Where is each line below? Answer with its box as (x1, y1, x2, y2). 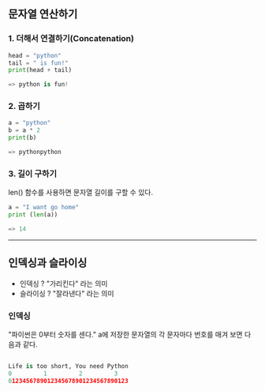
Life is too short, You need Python (8, 363, 129, 370)
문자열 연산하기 (8, 7, 78, 21)
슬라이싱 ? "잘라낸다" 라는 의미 (19, 288, 114, 298)
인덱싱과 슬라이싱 (8, 256, 88, 270)
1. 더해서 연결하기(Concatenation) (8, 33, 134, 44)
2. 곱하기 (8, 101, 41, 112)
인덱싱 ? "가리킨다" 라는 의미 (19, 279, 108, 288)
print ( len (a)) (8, 211, 58, 219)
